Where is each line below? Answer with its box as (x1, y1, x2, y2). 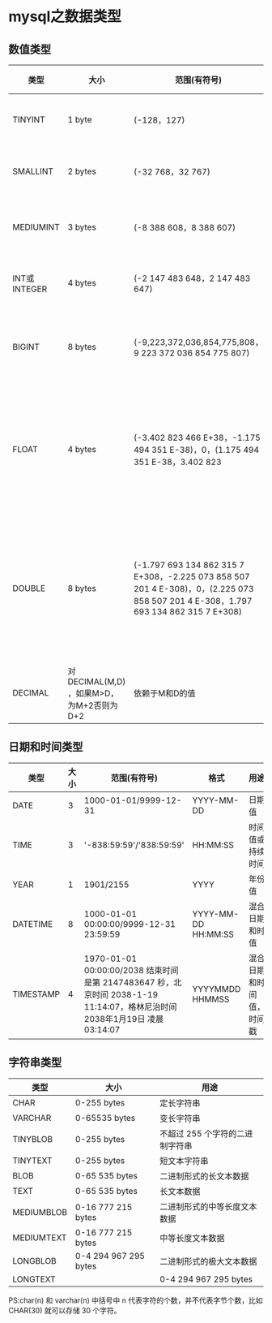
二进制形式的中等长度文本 (159, 1200, 257, 1212)
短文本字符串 (159, 1155, 209, 1166)
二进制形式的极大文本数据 (159, 1256, 257, 1267)
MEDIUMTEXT (12, 1231, 67, 1243)
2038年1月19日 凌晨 (83, 1013, 164, 1024)
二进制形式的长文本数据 (159, 1170, 249, 1182)
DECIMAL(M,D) (67, 676, 126, 687)
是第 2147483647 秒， (83, 976, 174, 988)
